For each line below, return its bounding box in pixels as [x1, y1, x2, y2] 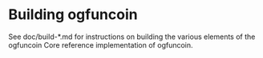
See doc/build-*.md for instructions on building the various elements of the [8, 32, 256, 41]
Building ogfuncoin [8, 6, 138, 24]
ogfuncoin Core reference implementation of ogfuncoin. [8, 40, 194, 49]
